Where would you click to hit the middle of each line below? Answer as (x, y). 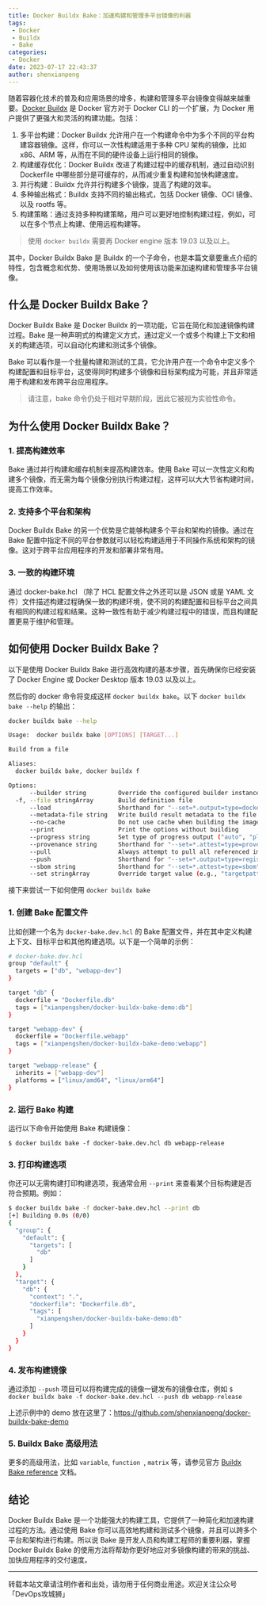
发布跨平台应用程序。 (77, 382)
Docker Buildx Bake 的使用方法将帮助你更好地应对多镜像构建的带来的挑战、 (131, 1550)
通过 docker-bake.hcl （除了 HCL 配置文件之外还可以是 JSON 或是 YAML (127, 591)
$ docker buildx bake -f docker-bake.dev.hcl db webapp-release (116, 1143)
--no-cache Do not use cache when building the (134, 822)
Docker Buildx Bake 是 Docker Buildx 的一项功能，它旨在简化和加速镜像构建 (131, 325)
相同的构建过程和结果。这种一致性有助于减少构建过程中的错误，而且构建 (133, 611)
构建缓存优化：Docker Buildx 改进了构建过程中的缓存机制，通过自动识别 (137, 164)
